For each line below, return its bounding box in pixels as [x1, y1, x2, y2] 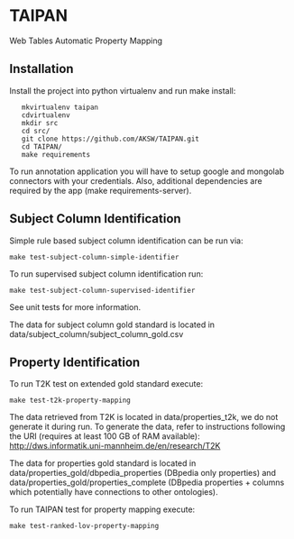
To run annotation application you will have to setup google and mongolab [9, 166, 285, 177]
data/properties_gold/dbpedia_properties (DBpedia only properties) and [9, 468, 277, 479]
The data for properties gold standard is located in [9, 458, 197, 469]
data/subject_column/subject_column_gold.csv [9, 328, 184, 339]
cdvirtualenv [21, 110, 70, 120]
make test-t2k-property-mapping [9, 396, 131, 406]
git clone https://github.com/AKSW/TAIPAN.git [21, 134, 200, 143]
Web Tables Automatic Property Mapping [9, 35, 163, 46]
